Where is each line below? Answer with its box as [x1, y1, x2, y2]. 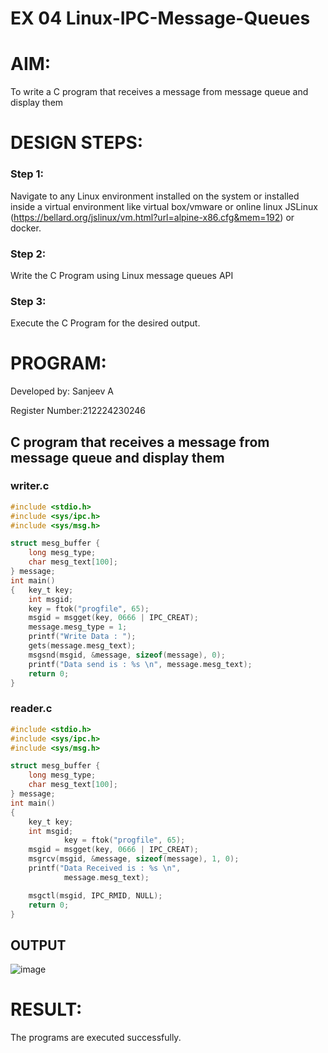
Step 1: [10, 167, 44, 181]
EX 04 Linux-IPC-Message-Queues [10, 7, 311, 30]
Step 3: [10, 294, 47, 308]
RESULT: [10, 998, 83, 1021]
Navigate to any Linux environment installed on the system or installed [10, 190, 300, 202]
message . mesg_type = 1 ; [28, 622, 128, 632]
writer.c [10, 479, 50, 493]
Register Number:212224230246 [10, 405, 147, 417]
